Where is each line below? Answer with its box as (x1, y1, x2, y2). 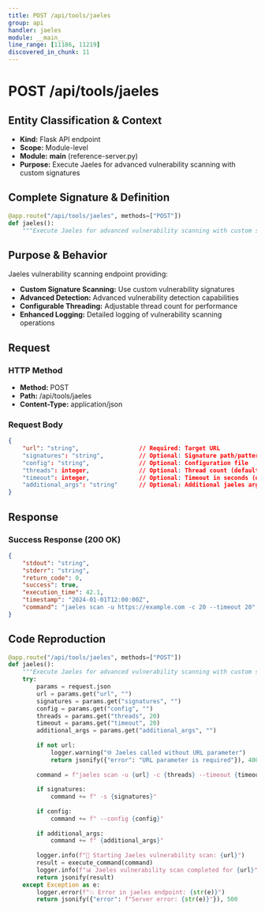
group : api (8, 19, 44, 27)
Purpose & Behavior (8, 248, 108, 261)
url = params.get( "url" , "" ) (36, 690, 132, 698)
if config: (36, 807, 73, 815)
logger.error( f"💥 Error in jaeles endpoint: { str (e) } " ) (36, 888, 226, 896)
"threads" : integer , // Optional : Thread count (22, 467, 227, 474)
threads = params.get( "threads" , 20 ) (36, 712, 160, 720)
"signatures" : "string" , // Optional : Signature (22, 452, 217, 459)
